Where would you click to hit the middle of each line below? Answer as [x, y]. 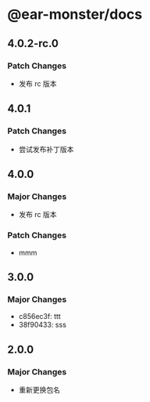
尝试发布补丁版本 [46, 149]
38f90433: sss [43, 325]
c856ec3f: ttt [40, 317]
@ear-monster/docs [75, 14]
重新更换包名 [39, 389]
